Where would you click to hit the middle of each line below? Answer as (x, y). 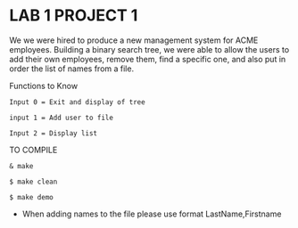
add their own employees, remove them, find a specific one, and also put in (148, 59)
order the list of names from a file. (72, 69)
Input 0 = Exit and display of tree (77, 102)
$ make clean (33, 182)
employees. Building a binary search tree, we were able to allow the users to (149, 49)
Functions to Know (44, 85)
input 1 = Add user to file (62, 118)
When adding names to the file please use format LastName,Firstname (152, 214)
